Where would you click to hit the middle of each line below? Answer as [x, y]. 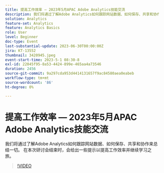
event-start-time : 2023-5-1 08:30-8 [42, 60]
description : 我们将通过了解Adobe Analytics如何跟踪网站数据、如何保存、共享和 [79, 14]
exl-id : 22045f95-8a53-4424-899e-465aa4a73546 [53, 64]
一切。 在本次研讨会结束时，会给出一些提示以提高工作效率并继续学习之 [80, 150]
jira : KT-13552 [20, 50]
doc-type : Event [21, 42]
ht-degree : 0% [20, 87]
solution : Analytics [26, 19]
